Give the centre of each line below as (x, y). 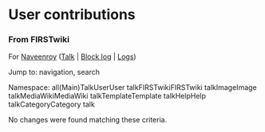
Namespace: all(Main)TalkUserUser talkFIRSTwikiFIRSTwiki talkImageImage (132, 87)
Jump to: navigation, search (54, 72)
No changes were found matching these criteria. (88, 120)
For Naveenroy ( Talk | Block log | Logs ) (73, 56)
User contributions (72, 15)
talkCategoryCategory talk (52, 104)
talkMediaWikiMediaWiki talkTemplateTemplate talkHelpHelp (107, 96)
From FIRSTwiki (39, 40)
